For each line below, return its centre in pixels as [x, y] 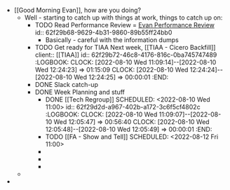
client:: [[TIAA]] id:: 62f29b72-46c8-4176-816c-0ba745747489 [126, 55]
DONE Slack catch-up [66, 84]
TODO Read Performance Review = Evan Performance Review [125, 25]
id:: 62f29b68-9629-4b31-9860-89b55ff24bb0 [103, 32]
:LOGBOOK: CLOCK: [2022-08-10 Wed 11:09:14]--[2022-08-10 [126, 62]
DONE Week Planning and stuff [80, 92]
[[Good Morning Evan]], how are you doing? [77, 10]
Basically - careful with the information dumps [112, 40]
